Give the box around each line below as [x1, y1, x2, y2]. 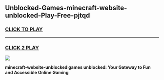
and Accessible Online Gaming [5, 69, 69, 75]
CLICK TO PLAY [5, 26, 43, 33]
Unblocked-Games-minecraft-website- [5, 4, 127, 12]
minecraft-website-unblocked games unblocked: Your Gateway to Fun [5, 64, 151, 70]
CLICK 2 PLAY [5, 44, 39, 51]
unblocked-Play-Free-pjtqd [5, 12, 90, 20]
